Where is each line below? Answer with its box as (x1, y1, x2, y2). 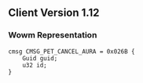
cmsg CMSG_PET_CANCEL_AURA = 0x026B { (8, 47, 135, 56)
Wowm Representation (8, 30, 97, 41)
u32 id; (22, 61, 47, 69)
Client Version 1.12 (8, 6, 100, 20)
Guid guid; (22, 54, 58, 62)
